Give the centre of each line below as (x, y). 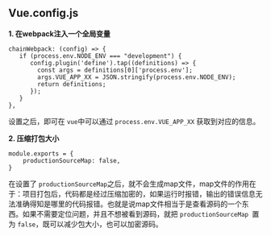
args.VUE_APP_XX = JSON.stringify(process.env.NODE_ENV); (137, 77)
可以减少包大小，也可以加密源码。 (106, 224)
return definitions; (72, 84)
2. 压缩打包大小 (34, 138)
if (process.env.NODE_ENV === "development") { (100, 56)
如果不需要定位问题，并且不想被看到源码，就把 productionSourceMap (135, 213)
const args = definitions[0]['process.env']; (115, 70)
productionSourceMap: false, (72, 160)
